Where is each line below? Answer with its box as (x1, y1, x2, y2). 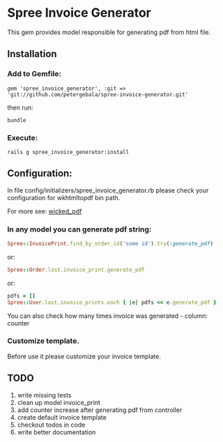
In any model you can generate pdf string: (7, 224, 152, 234)
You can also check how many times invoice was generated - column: (7, 312, 208, 320)
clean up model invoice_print (17, 398, 101, 406)
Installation (7, 48, 57, 60)
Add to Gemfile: (7, 69, 61, 79)
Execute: (7, 132, 38, 142)
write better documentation (17, 427, 96, 436)
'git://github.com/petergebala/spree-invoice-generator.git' (7, 91, 189, 98)
